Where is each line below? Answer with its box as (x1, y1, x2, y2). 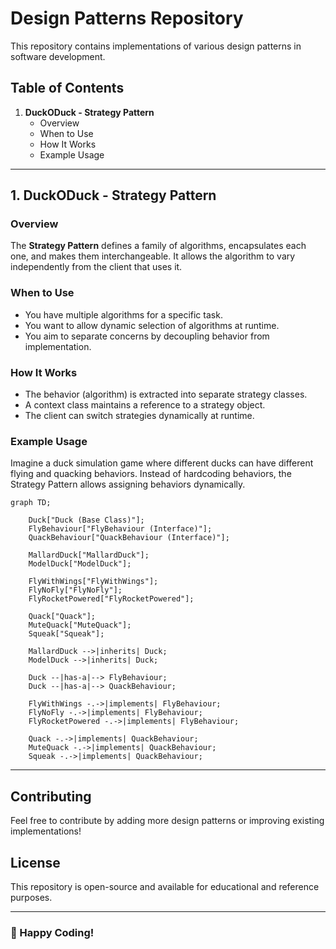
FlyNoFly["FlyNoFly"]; (28, 585, 123, 596)
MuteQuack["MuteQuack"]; (28, 620, 132, 631)
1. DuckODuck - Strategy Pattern (10, 187, 217, 204)
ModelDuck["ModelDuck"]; (28, 559, 132, 569)
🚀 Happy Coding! (10, 925, 95, 939)
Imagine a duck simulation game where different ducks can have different (10, 457, 314, 469)
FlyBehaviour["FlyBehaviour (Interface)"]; (28, 524, 213, 534)
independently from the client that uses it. (10, 261, 183, 273)
